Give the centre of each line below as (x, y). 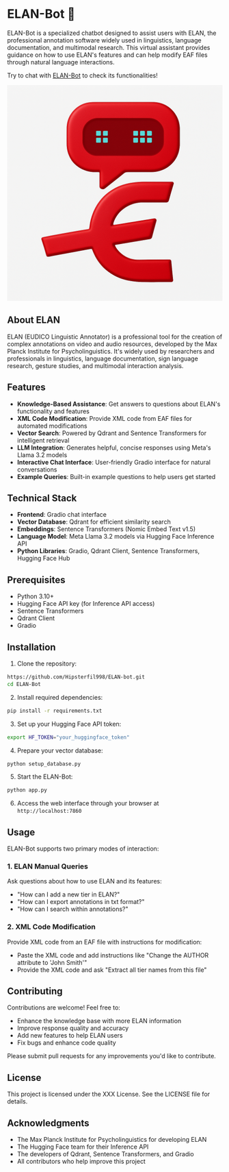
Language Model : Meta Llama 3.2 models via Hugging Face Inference (116, 537)
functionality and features (53, 411)
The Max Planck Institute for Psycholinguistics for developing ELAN (112, 1140)
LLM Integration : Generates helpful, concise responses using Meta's (114, 448)
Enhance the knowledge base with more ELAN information (99, 1021)
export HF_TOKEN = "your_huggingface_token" (68, 737)
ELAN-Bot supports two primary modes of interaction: (83, 849)
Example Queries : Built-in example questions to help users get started (116, 476)
